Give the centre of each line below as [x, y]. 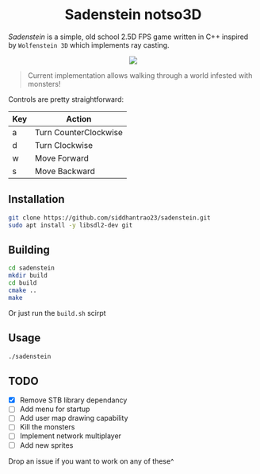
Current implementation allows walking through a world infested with [140, 75]
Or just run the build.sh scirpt [57, 313]
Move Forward [61, 158]
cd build [23, 283]
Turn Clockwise [64, 145]
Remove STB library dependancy [73, 400]
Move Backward [65, 171]
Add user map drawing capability [74, 418]
